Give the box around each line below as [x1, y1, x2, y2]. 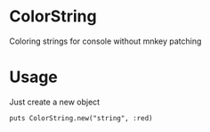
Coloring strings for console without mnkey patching [9, 36, 202, 46]
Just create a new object [9, 96, 101, 107]
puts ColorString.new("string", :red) [9, 113, 153, 122]
